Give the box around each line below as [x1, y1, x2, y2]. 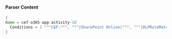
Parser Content [5, 4, 38, 10]
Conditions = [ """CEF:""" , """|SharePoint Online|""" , [10, 24, 132, 30]
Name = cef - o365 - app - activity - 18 [5, 20, 77, 25]
